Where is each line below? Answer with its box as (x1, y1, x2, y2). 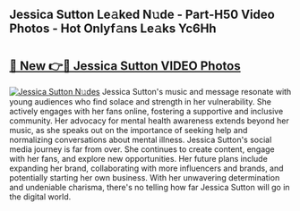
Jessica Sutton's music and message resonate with (101, 87, 292, 97)
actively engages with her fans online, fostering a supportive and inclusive (9, 106, 284, 116)
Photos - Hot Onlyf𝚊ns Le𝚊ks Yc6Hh (9, 21, 217, 37)
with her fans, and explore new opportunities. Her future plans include (9, 154, 269, 164)
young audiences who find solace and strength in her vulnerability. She (9, 97, 271, 106)
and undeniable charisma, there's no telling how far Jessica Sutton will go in (9, 182, 290, 192)
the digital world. (9, 191, 72, 202)
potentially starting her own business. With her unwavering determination (9, 173, 280, 182)
